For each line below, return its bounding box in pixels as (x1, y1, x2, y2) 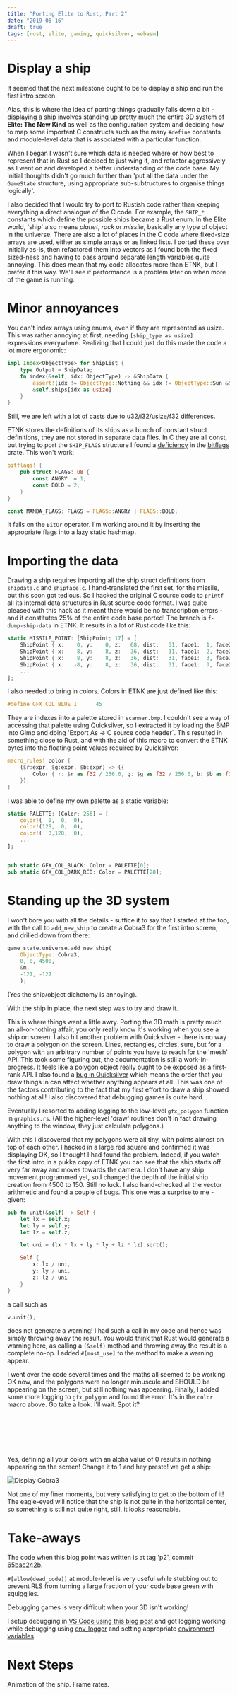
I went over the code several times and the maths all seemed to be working (7, 1370, 226, 1379)
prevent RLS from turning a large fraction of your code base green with (7, 1582, 214, 1590)
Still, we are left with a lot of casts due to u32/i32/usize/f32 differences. (7, 412, 216, 421)
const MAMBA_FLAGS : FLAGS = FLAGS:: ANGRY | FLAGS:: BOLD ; (7, 507, 178, 515)
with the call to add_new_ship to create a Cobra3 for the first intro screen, (7, 923, 218, 932)
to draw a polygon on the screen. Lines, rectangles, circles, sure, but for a (7, 1040, 222, 1048)
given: (7, 1195, 26, 1203)
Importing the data (7, 553, 119, 569)
